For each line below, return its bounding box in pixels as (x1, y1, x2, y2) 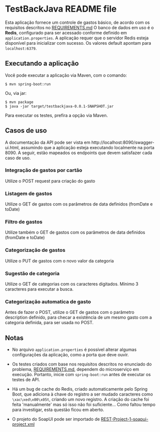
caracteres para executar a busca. (5, 286, 74, 292)
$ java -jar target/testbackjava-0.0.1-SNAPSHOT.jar (5, 104, 114, 109)
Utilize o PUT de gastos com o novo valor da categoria (5, 258, 114, 263)
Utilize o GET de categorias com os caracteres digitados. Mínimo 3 (5, 281, 139, 287)
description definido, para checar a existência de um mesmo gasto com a (5, 314, 152, 320)
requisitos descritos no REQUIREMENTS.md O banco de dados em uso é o (5, 24, 154, 30)
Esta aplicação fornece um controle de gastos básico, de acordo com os (5, 19, 150, 25)
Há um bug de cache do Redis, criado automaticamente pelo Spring (12, 386, 148, 392)
